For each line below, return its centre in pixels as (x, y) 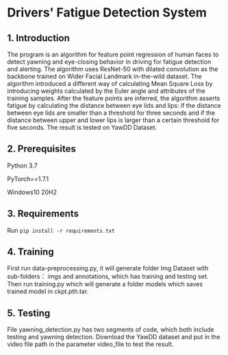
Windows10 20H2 (32, 192)
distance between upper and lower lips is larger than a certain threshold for (113, 120)
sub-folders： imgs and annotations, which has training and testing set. (108, 277)
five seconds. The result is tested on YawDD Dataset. (82, 127)
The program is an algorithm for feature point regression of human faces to (113, 54)
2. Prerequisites (42, 149)
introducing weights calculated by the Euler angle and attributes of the (106, 91)
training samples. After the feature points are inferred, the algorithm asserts (114, 98)
